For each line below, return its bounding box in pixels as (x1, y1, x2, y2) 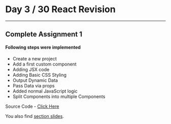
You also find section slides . (5, 113, 64, 119)
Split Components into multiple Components (12, 93, 105, 100)
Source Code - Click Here (5, 103, 60, 109)
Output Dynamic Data (12, 77, 58, 83)
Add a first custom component (12, 61, 77, 67)
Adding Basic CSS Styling (12, 72, 67, 78)
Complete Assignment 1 (5, 30, 82, 39)
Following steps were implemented (5, 44, 81, 50)
